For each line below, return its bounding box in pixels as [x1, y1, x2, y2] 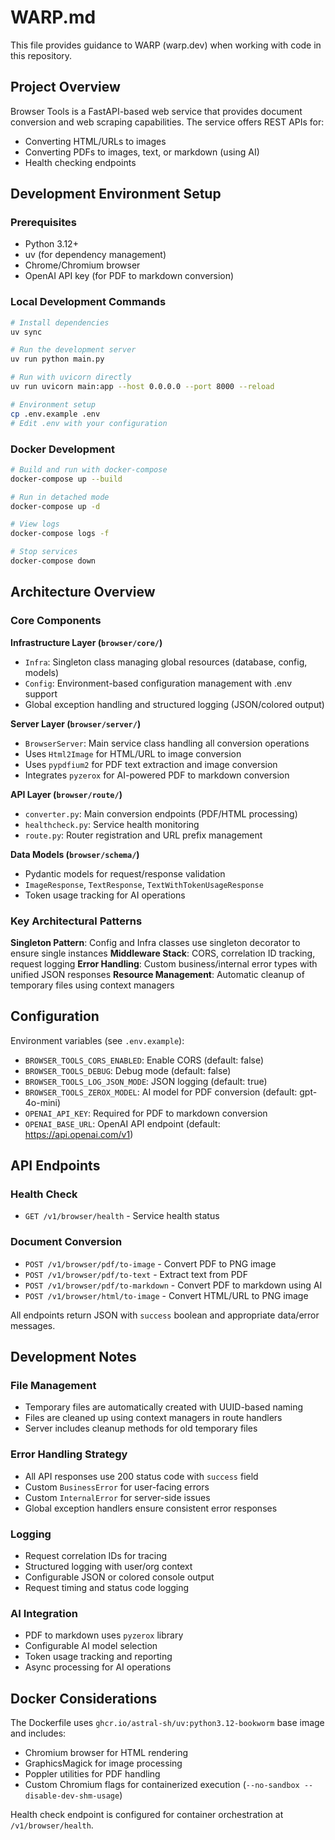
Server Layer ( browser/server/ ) [10, 717, 142, 730]
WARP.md [10, 6, 97, 29]
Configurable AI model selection [24, 1640, 158, 1652]
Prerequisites [10, 216, 77, 230]
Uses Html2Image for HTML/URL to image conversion [24, 747, 242, 760]
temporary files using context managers [10, 979, 175, 991]
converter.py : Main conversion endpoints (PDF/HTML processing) [24, 807, 298, 820]
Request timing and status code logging [24, 1581, 190, 1593]
